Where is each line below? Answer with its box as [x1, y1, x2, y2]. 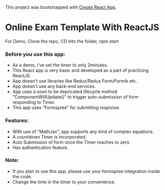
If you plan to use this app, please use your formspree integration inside [12, 168, 161, 174]
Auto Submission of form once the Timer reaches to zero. [12, 139, 131, 145]
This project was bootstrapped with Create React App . [5, 4, 117, 10]
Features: [5, 117, 29, 124]
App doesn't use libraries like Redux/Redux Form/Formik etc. [12, 78, 138, 84]
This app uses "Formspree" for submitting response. [12, 104, 121, 110]
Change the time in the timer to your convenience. [12, 178, 116, 184]
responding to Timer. [12, 99, 56, 105]
